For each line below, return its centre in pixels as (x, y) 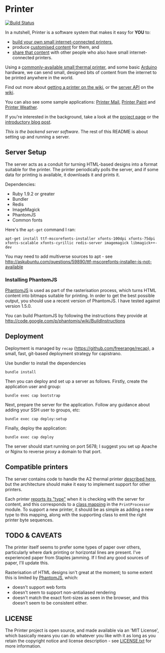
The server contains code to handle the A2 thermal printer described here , (81, 479)
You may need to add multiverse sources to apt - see (59, 256)
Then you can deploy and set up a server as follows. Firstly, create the (76, 381)
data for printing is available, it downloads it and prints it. (63, 175)
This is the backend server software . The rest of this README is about (77, 131)
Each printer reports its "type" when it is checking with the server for (75, 499)
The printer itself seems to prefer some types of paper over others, (73, 547)
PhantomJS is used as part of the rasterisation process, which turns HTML (81, 290)
